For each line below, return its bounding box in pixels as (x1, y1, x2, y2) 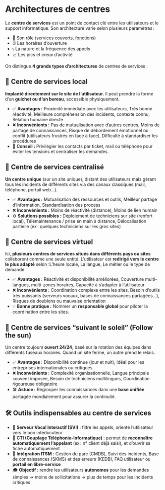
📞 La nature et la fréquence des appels (12, 46, 91, 52)
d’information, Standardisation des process (12, 202, 101, 208)
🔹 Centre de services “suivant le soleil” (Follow (5, 323, 153, 331)
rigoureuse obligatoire (12, 381, 58, 387)
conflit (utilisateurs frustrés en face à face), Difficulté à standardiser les (12, 133, 158, 139)
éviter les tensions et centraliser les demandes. (12, 148, 109, 155)
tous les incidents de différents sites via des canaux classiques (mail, (5, 181, 146, 187)
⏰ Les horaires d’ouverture (12, 40, 67, 46)
